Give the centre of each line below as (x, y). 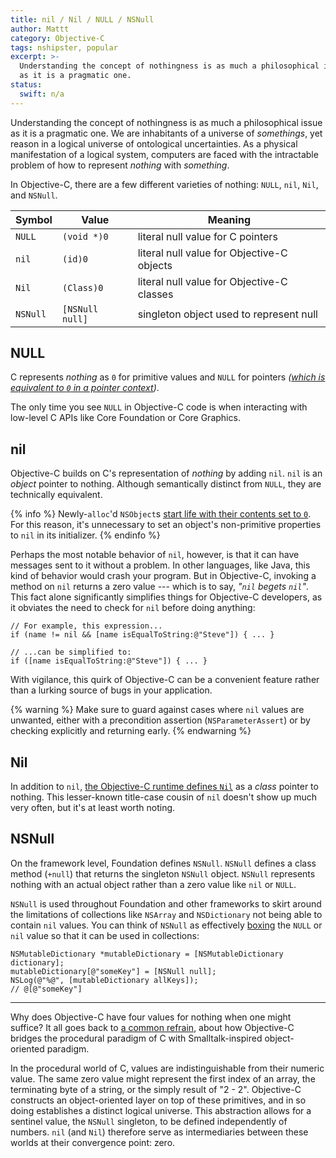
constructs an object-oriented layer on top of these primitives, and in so (158, 1100)
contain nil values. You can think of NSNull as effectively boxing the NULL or (166, 925)
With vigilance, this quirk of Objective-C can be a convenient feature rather (165, 680)
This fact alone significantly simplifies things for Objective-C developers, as (166, 597)
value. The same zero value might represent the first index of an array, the (163, 1078)
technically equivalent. (56, 495)
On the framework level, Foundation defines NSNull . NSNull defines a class (163, 863)
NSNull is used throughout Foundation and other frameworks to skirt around (166, 903)
